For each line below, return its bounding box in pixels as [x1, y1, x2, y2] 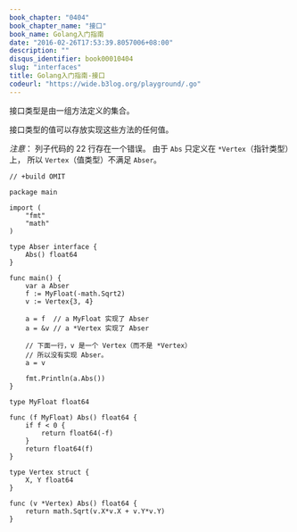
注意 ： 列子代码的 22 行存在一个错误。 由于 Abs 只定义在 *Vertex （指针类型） [9, 143, 290, 154]
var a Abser [25, 281, 70, 290]
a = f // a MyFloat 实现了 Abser [25, 314, 150, 323]
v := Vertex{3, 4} [25, 296, 94, 306]
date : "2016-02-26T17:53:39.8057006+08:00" [9, 37, 174, 47]
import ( [9, 203, 42, 212]
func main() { [9, 273, 62, 282]
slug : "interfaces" [9, 63, 82, 72]
